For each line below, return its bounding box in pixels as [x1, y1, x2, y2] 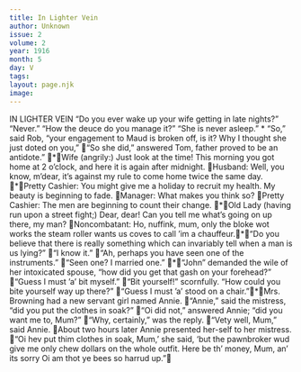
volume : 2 [9, 38, 47, 48]
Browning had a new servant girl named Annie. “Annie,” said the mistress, [9, 295, 287, 306]
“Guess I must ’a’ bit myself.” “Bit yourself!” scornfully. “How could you [14, 276, 281, 286]
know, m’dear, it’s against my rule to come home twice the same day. [9, 170, 263, 181]
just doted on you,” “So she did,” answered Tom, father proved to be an [9, 141, 279, 153]
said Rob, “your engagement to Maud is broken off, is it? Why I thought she [9, 132, 288, 143]
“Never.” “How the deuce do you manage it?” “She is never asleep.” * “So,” [9, 122, 286, 133]
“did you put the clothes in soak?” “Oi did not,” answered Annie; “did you [9, 304, 283, 315]
